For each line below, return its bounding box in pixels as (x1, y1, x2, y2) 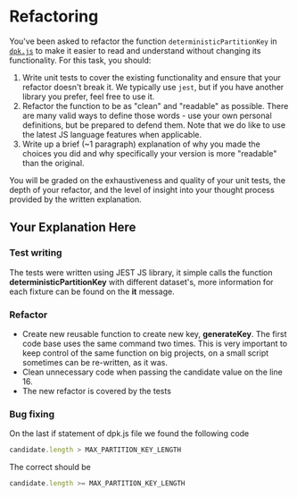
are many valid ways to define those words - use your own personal (21, 110, 272, 121)
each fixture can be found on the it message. (9, 286, 176, 297)
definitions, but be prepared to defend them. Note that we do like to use (21, 119, 286, 131)
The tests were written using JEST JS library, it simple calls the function (9, 266, 274, 278)
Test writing (9, 247, 62, 259)
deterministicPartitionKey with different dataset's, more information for (9, 276, 274, 287)
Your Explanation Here (9, 220, 136, 235)
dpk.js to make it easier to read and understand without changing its (9, 45, 261, 55)
